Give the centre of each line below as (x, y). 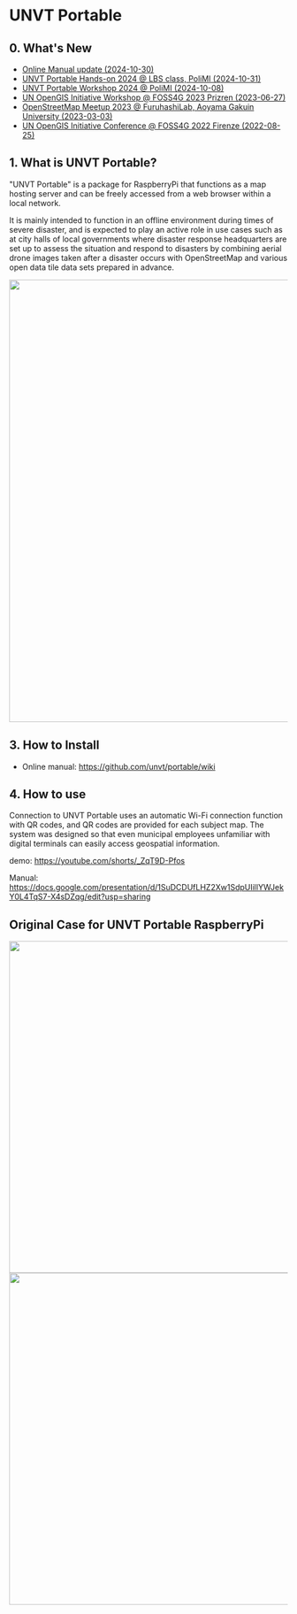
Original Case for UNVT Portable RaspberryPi (137, 924)
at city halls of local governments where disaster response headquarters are (148, 239)
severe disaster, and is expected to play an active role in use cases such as (146, 229)
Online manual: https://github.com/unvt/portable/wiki (118, 766)
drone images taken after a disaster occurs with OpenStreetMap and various (148, 257)
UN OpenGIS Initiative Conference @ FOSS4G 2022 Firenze (131, 126)
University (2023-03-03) (67, 116)
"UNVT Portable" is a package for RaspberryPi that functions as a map (138, 184)
